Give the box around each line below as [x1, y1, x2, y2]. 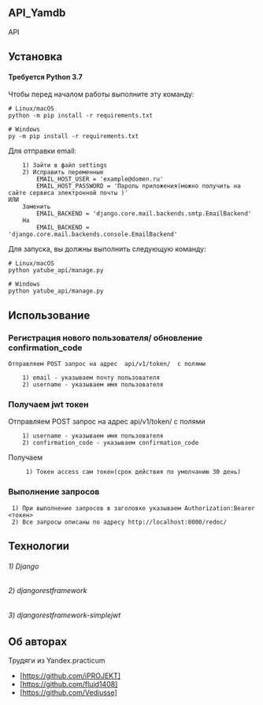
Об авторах [8, 635, 68, 648]
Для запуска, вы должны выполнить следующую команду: [8, 244, 206, 254]
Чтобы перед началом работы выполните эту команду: [8, 90, 194, 99]
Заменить [22, 203, 51, 211]
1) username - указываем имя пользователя [22, 432, 164, 440]
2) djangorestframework [8, 586, 87, 595]
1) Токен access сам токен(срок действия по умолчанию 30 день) [25, 468, 242, 476]
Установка [8, 50, 63, 64]
